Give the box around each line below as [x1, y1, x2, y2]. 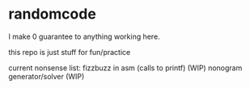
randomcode [8, 5, 97, 23]
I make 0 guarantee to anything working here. [8, 32, 160, 41]
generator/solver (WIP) [8, 71, 85, 81]
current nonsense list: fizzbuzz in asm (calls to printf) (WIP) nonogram [8, 62, 243, 73]
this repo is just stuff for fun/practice [8, 47, 131, 57]
